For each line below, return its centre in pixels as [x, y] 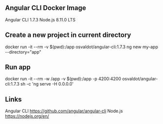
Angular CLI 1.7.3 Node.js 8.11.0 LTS [40, 19]
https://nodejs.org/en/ [27, 116]
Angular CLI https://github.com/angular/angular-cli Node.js [64, 111]
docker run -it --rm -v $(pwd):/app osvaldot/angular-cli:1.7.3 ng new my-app [81, 47]
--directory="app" [23, 52]
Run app [18, 67]
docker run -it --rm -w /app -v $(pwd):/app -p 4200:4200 [63, 79]
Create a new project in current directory [68, 35]
